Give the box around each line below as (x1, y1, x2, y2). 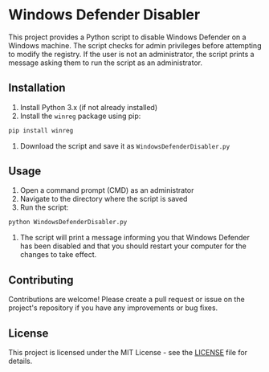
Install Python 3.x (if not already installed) (19, 102, 158, 112)
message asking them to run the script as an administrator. (8, 58, 203, 67)
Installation (8, 81, 66, 95)
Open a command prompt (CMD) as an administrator (19, 186, 194, 195)
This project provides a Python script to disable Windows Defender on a (8, 32, 247, 42)
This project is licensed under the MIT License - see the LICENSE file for (8, 347, 247, 357)
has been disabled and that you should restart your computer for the (19, 241, 247, 251)
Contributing (8, 273, 74, 287)
